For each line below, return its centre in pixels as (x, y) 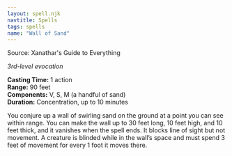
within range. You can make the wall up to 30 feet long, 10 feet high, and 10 (115, 123)
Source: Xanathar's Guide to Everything (64, 53)
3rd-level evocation (35, 66)
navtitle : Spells (32, 20)
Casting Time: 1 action (40, 80)
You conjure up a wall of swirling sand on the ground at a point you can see (116, 116)
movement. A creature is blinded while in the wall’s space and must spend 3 (116, 138)
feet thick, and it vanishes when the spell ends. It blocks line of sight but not (116, 130)
